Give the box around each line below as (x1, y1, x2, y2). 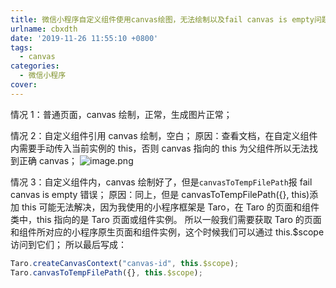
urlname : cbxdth (10, 24, 78, 34)
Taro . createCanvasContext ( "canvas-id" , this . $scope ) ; (10, 258, 240, 268)
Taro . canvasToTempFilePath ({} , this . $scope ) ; (10, 267, 203, 278)
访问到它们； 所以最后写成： (10, 238, 127, 250)
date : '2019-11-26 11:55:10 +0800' (10, 33, 159, 43)
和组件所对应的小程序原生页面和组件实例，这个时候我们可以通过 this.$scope (10, 226, 325, 238)
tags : (10, 42, 33, 53)
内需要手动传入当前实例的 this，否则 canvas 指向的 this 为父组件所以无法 (10, 142, 310, 154)
